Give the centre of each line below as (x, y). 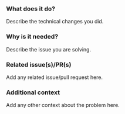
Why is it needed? (32, 37)
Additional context (33, 92)
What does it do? (31, 9)
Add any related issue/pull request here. (55, 77)
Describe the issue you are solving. (49, 49)
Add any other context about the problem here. (63, 105)
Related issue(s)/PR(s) (39, 64)
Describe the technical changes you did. (55, 22)
